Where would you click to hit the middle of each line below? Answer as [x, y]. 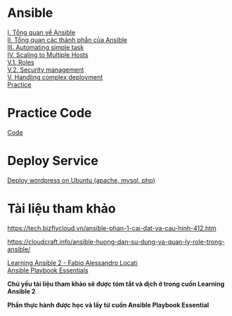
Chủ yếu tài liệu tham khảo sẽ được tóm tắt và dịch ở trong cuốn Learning [116, 284]
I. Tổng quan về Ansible [41, 32]
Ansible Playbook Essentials [48, 270]
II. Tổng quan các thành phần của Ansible [67, 39]
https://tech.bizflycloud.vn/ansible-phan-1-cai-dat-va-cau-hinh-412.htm [112, 228]
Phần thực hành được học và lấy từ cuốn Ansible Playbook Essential [108, 305]
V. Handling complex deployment [55, 77]
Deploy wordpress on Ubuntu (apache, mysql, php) [82, 180]
